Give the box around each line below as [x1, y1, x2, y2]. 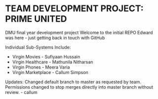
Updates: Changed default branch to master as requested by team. [5, 79, 142, 85]
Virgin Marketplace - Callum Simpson [12, 69, 89, 75]
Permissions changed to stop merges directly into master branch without [5, 84, 153, 90]
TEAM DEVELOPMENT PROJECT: [5, 3, 144, 14]
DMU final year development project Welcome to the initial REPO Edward [5, 29, 153, 35]
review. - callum [5, 89, 38, 95]
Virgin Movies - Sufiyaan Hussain [12, 53, 80, 59]
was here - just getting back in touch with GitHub [5, 35, 105, 41]
